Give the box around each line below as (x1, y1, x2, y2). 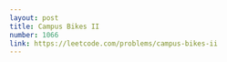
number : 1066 (9, 30, 59, 39)
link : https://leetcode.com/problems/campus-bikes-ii (9, 38, 219, 48)
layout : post (9, 13, 59, 23)
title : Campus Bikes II (9, 22, 100, 31)
